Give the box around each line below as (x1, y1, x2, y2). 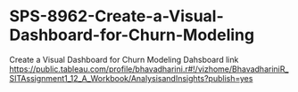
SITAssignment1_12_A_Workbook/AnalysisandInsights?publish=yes (9, 73, 253, 83)
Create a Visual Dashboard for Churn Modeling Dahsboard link (9, 54, 239, 65)
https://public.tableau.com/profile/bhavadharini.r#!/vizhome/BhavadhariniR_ (9, 64, 289, 74)
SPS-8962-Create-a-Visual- (9, 6, 225, 27)
